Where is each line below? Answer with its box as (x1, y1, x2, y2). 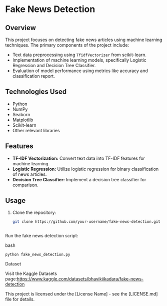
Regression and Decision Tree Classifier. (12, 63, 96, 68)
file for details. (5, 296, 35, 302)
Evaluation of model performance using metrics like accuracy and (12, 68, 148, 74)
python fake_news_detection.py (5, 252, 70, 257)
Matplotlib (12, 117, 33, 123)
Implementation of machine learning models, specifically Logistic (12, 57, 146, 63)
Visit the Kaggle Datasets (5, 270, 57, 276)
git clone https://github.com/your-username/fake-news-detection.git (12, 219, 161, 224)
